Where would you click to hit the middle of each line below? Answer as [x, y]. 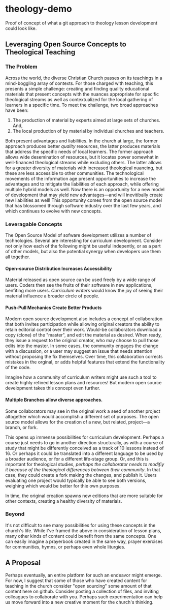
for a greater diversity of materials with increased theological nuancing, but [84, 168]
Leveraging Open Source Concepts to [66, 44]
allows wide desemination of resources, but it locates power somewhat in [82, 157]
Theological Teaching [40, 52]
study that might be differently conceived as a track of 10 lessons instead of [84, 448]
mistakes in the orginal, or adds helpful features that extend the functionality [85, 362]
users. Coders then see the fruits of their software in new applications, [79, 285]
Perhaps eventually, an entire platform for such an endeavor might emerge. [84, 575]
